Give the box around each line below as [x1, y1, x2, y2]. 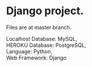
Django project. [6, 4, 84, 18]
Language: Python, [6, 47, 53, 55]
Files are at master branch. [6, 24, 72, 31]
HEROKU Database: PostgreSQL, [6, 42, 87, 49]
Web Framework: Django [6, 54, 67, 61]
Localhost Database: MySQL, [6, 35, 78, 42]
